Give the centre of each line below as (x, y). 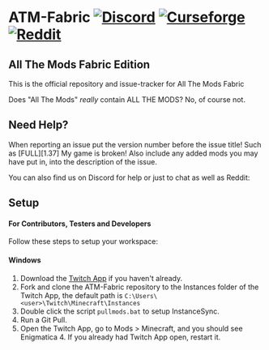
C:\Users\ (141, 296)
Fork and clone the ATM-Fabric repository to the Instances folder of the (139, 287)
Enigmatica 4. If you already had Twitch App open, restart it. (120, 337)
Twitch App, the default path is (71, 295)
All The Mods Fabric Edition (79, 64)
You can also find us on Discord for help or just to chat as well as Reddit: (129, 177)
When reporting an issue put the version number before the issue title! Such (135, 144)
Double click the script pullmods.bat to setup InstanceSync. (120, 311)
